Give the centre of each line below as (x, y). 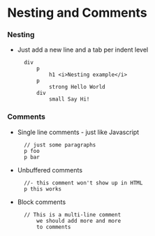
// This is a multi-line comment (73, 214)
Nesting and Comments (77, 13)
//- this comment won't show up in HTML (83, 183)
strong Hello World (77, 87)
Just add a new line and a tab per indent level (83, 50)
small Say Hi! (69, 99)
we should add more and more (79, 221)
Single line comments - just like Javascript (78, 132)
